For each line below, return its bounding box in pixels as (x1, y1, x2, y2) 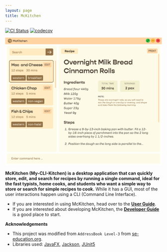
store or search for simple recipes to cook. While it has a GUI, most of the (5, 186, 158, 192)
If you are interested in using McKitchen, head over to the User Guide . (12, 201, 157, 207)
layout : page (5, 8, 32, 13)
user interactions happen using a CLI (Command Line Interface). (5, 191, 137, 197)
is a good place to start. (12, 211, 61, 217)
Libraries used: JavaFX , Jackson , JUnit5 (12, 241, 95, 247)
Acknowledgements (5, 221, 48, 227)
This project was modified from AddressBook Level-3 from (12, 231, 131, 237)
